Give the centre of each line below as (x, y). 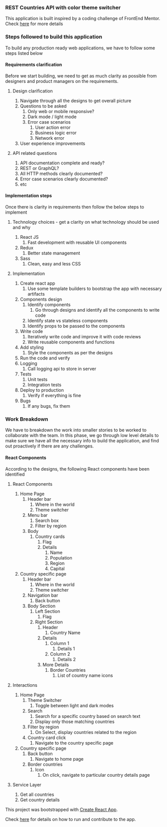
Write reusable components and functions (71, 342)
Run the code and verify (45, 358)
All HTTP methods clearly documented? (61, 173)
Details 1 (66, 649)
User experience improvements (53, 143)
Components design (41, 299)
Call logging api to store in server (62, 369)
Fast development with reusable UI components (77, 242)
